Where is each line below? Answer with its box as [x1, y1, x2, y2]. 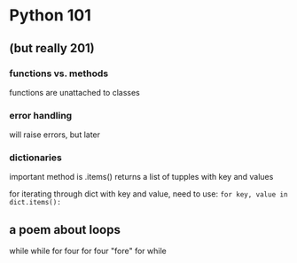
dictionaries [9, 151, 62, 164]
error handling [9, 109, 73, 121]
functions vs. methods [9, 67, 109, 80]
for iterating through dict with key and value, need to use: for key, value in [9, 189, 288, 199]
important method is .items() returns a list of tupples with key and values [9, 172, 274, 182]
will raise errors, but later [9, 129, 100, 140]
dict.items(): [9, 198, 62, 207]
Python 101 [9, 5, 91, 26]
